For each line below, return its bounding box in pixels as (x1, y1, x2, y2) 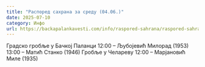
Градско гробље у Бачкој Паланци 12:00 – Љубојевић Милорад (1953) (6, 42, 189, 49)
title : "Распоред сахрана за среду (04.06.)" (6, 8, 124, 15)
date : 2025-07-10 (6, 14, 51, 21)
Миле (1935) (6, 55, 38, 62)
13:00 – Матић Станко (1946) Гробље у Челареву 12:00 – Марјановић (6, 49, 186, 56)
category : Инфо (6, 20, 45, 26)
